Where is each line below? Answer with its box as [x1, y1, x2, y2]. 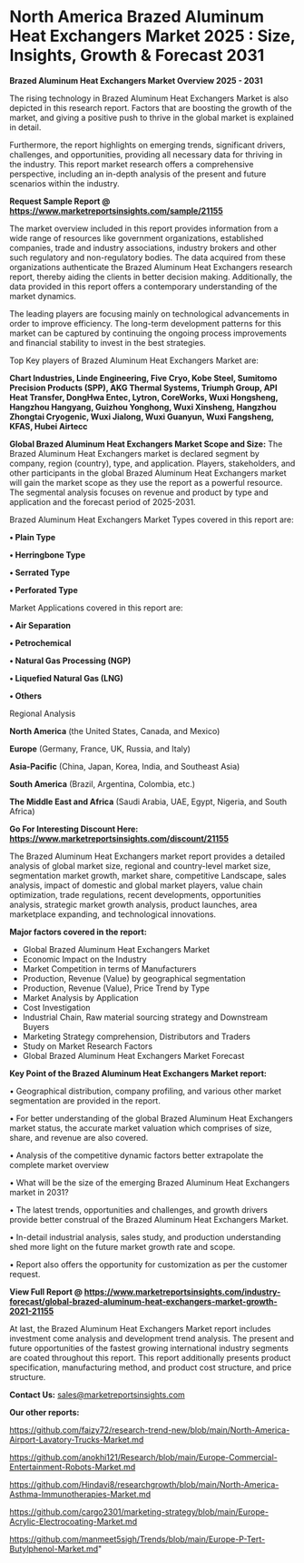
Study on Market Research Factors [22, 1040, 152, 1052]
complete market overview [9, 1159, 109, 1170]
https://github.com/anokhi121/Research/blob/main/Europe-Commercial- [9, 1451, 279, 1462]
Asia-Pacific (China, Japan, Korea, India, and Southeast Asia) [9, 761, 240, 771]
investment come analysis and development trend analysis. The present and [9, 1333, 295, 1344]
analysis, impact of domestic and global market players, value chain [9, 880, 263, 891]
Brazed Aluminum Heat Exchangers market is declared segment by [9, 448, 260, 459]
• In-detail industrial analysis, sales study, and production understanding [9, 1231, 281, 1243]
